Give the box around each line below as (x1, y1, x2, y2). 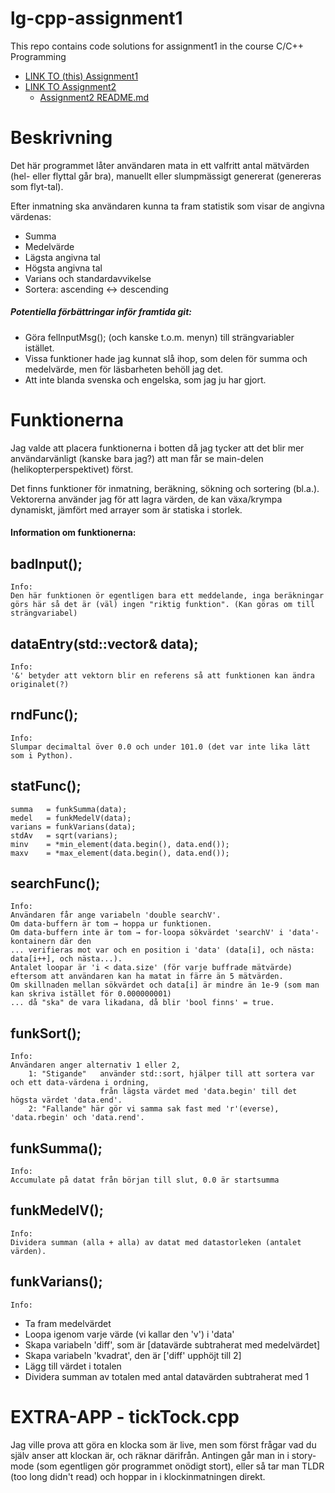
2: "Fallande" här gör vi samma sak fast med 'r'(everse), (28, 1104, 280, 1114)
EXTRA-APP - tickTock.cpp (10, 1405, 240, 1428)
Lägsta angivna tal (24, 251, 101, 263)
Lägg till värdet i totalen (24, 1360, 122, 1372)
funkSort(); (10, 1025, 82, 1042)
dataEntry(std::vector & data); (10, 635, 199, 652)
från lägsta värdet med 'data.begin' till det (99, 1087, 298, 1097)
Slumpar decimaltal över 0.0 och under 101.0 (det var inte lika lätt (10, 742, 311, 752)
